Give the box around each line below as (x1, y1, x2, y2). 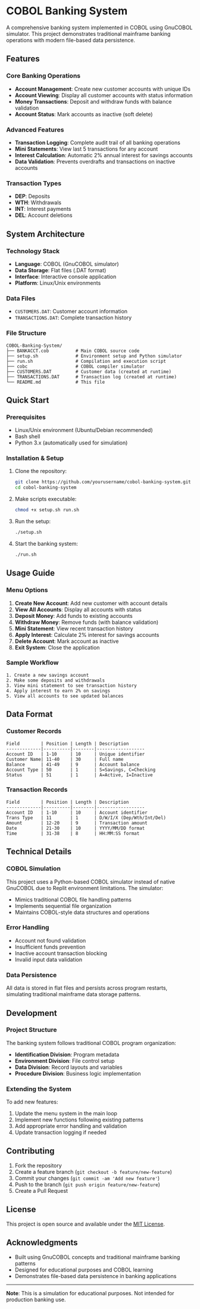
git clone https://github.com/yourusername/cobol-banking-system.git (14, 479, 192, 485)
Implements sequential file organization (14, 902, 112, 909)
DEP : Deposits (14, 192, 51, 200)
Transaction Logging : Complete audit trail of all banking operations (14, 139, 180, 146)
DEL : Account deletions (14, 212, 73, 219)
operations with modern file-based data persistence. (6, 36, 136, 43)
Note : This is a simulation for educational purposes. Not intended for (6, 1289, 174, 1296)
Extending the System (6, 1084, 71, 1093)
